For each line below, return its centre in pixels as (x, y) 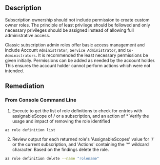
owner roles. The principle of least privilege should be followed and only (78, 25)
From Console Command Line (41, 100)
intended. (15, 71)
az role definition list (30, 130)
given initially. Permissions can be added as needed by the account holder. (80, 60)
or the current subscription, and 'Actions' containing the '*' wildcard (80, 144)
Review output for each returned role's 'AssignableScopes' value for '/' (83, 139)
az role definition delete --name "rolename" (52, 159)
